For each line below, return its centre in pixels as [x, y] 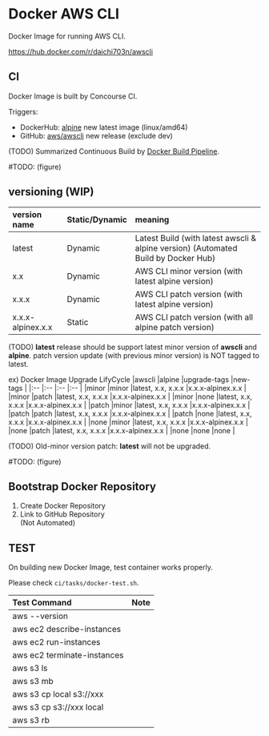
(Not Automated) [48, 523]
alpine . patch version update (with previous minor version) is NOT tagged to [134, 355]
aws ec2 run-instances [56, 642]
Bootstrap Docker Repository [82, 487]
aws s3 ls [30, 668]
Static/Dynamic [97, 219]
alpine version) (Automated [186, 247]
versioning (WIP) [51, 192]
